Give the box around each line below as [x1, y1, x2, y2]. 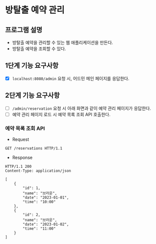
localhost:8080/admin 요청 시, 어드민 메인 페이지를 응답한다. [12, 75, 130, 81]
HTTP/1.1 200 [5, 164, 32, 169]
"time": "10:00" [23, 200, 56, 205]
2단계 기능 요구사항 [5, 91, 60, 100]
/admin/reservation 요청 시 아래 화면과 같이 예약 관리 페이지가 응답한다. [12, 105, 151, 111]
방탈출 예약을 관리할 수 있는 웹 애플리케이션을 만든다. [12, 40, 113, 45]
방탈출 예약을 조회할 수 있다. [12, 46, 66, 52]
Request [12, 136, 29, 143]
